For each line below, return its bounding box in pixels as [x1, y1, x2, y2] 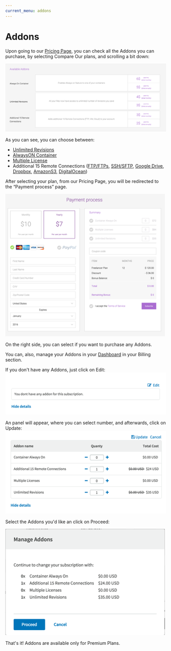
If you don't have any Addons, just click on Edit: [5, 366, 106, 373]
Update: [5, 425, 22, 431]
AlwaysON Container [12, 152, 57, 158]
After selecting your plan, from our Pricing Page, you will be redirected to [5, 178, 159, 184]
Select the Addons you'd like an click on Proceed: [5, 519, 110, 525]
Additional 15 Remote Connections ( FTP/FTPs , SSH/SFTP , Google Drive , [12, 162, 164, 169]
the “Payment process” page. [5, 183, 67, 190]
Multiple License [12, 157, 47, 164]
